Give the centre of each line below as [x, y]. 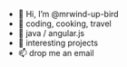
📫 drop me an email [56, 53]
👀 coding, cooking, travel [64, 24]
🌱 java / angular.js [51, 33]
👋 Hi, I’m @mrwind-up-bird [68, 14]
